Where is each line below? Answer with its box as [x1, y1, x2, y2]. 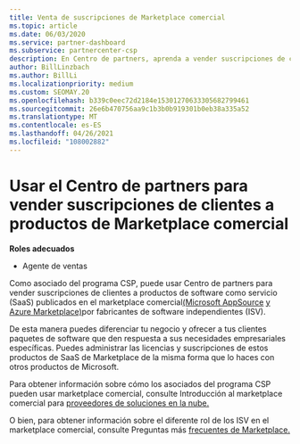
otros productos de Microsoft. [9, 361, 119, 372]
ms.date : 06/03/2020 [9, 29, 87, 38]
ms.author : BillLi [9, 71, 78, 80]
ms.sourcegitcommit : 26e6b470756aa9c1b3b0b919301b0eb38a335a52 [9, 104, 250, 113]
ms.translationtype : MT [9, 112, 98, 121]
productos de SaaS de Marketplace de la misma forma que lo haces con [9, 351, 275, 362]
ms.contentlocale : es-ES [9, 121, 102, 130]
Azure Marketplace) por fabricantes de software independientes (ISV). [9, 306, 266, 317]
